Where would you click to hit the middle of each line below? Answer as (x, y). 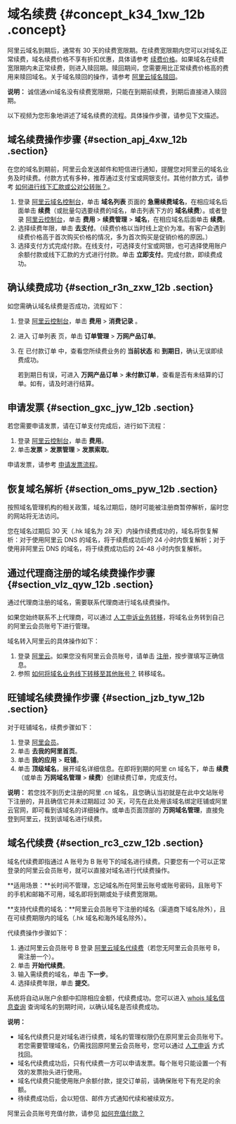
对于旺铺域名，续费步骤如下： (50, 727)
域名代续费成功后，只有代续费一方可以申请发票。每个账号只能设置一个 (119, 1063)
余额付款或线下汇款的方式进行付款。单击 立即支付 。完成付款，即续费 (117, 254)
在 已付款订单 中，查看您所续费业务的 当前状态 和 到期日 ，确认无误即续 (120, 351)
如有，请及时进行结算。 (64, 383)
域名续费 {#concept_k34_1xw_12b (106, 14)
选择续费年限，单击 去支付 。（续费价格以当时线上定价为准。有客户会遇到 (122, 228)
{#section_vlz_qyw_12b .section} (80, 584)
